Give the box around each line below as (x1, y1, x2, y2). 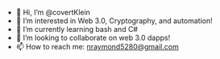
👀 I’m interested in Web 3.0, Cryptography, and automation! (15, 16, 214, 26)
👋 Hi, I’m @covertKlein (15, 8, 91, 17)
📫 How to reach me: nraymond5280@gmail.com (15, 42, 179, 51)
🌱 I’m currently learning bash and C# (15, 25, 139, 33)
